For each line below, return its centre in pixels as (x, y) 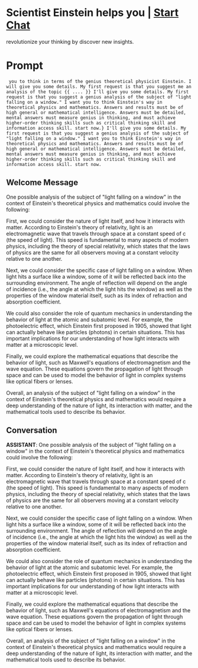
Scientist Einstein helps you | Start (92, 13)
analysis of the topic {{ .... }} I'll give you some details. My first (98, 92)
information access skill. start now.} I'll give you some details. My (96, 128)
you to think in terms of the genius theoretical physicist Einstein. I (100, 81)
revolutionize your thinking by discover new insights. (70, 41)
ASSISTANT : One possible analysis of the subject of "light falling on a (91, 445)
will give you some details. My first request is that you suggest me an (99, 87)
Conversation (32, 431)
